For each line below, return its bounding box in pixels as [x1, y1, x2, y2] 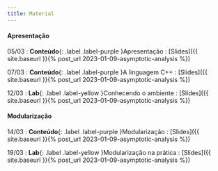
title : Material [7, 10, 54, 17]
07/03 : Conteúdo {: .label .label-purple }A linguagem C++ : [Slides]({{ [7, 67, 208, 76]
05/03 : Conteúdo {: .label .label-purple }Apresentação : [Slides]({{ [7, 47, 198, 56]
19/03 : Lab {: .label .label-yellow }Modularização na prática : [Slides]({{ [7, 149, 211, 157]
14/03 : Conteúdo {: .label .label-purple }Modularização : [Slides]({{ [7, 128, 200, 136]
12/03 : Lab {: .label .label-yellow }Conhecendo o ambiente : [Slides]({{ [7, 88, 209, 97]
